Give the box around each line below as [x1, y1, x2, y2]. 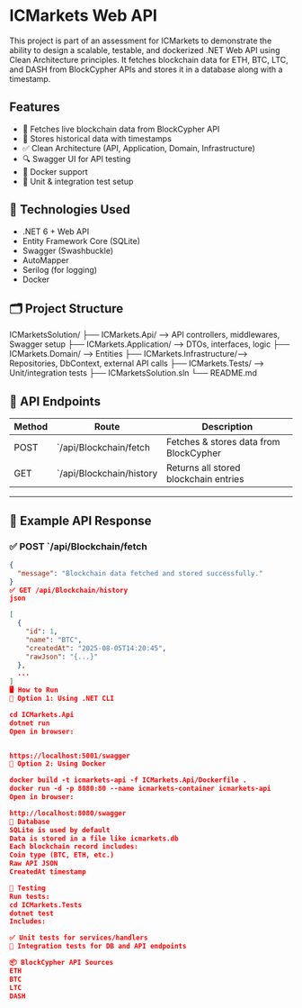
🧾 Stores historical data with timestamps [22, 132, 173, 144]
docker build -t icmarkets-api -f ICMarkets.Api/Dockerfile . [9, 776, 247, 785]
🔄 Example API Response [9, 513, 152, 528]
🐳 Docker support [22, 166, 88, 177]
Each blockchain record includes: [9, 842, 139, 851]
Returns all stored [165, 461, 241, 474]
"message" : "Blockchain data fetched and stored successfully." [17, 568, 263, 577]
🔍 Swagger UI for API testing [22, 153, 131, 164]
